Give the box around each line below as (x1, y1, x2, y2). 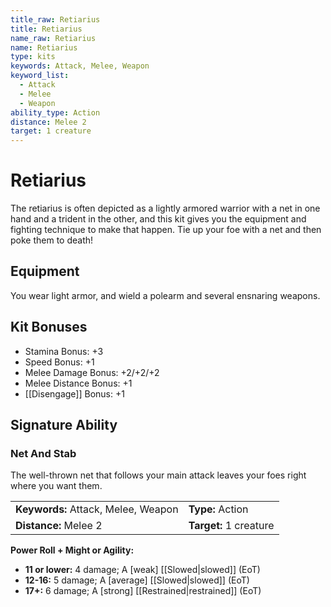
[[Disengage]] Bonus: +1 (24, 387, 125, 400)
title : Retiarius (10, 24, 83, 34)
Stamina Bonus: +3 (24, 345, 104, 357)
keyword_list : (10, 71, 70, 81)
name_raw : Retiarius (10, 33, 97, 43)
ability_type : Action (10, 107, 101, 118)
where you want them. (10, 480, 103, 492)
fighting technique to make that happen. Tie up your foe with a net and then (10, 224, 322, 236)
